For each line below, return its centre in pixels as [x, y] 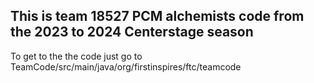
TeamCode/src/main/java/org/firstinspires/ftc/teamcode [126, 66]
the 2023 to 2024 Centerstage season [132, 32]
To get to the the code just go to [76, 56]
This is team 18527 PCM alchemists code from [157, 16]
